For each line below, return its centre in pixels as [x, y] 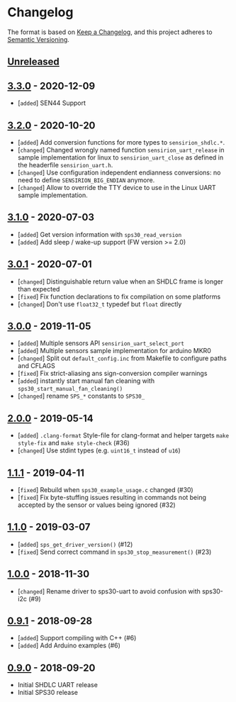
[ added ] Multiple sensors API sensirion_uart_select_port [101, 343]
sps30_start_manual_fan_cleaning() [70, 389]
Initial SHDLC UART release [57, 685]
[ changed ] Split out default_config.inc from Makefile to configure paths [122, 358]
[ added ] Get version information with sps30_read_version [100, 234]
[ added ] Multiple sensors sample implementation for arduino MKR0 [114, 351]
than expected [39, 289]
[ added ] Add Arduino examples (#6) [69, 645]
